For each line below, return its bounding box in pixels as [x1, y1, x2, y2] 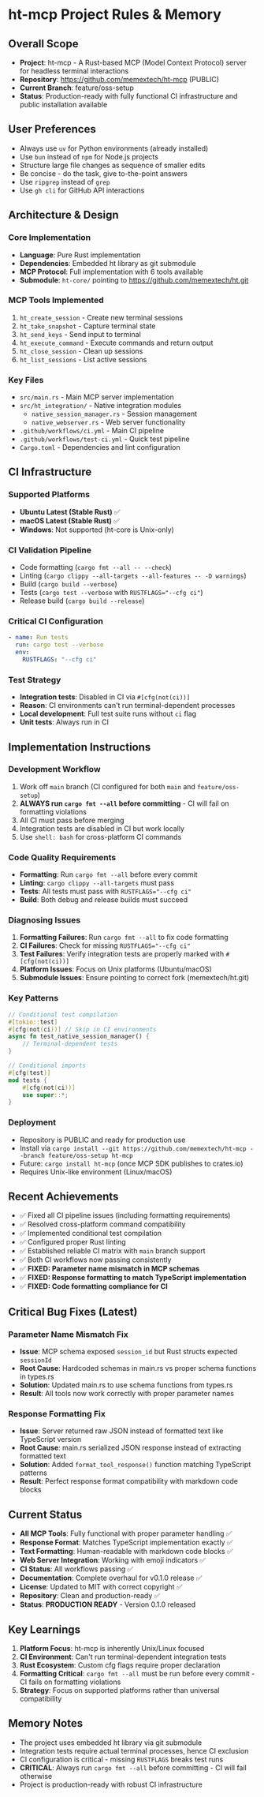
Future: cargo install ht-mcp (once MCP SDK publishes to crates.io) [19, 1159, 244, 1168]
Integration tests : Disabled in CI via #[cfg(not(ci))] [19, 692, 191, 702]
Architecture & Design [8, 208, 120, 222]
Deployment [8, 1117, 57, 1128]
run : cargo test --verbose [15, 641, 104, 649]
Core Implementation [8, 232, 91, 243]
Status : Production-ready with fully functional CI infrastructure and [19, 92, 238, 100]
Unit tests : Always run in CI [19, 717, 109, 727]
